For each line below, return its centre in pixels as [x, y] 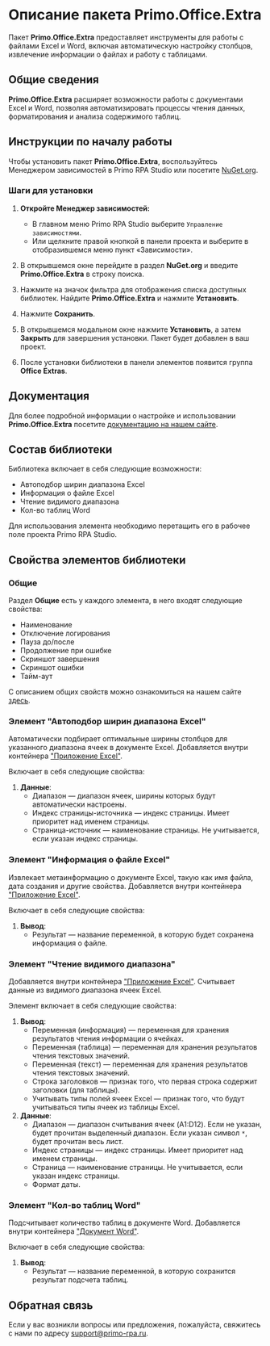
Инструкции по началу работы [90, 142]
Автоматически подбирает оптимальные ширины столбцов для [118, 739]
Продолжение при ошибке [66, 651]
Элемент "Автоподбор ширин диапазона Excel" [108, 722]
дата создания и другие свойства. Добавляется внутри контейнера [125, 886]
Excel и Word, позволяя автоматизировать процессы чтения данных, [127, 107]
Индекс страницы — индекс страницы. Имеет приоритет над [137, 1150]
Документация [49, 396]
